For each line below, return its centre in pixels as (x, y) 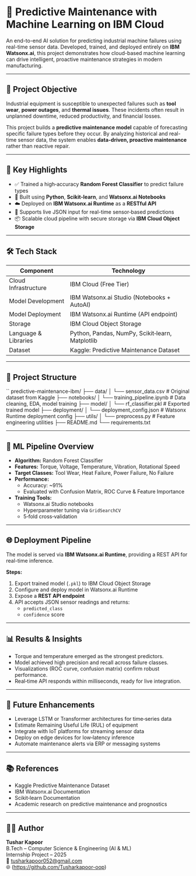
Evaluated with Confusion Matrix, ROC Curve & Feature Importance (104, 492)
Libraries (21, 341)
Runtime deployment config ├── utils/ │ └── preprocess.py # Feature (91, 416)
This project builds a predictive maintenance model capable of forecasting (97, 127)
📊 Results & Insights (44, 639)
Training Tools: (33, 498)
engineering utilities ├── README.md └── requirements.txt (78, 422)
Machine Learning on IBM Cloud (85, 24)
